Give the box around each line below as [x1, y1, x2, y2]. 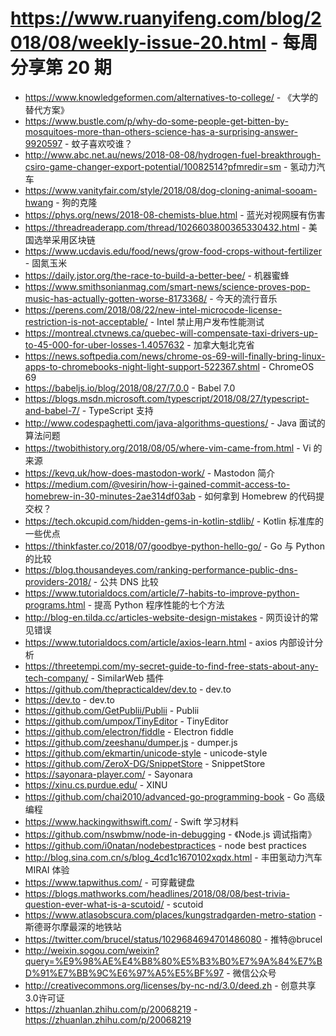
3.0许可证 [24, 992, 65, 1004]
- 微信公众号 [226, 967, 277, 979]
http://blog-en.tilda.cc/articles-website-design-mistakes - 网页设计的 [24, 611, 310, 623]
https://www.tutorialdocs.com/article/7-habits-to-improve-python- [24, 587, 300, 599]
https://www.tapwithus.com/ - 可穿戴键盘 [24, 876, 195, 888]
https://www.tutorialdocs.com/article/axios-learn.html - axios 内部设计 [24, 636, 315, 648]
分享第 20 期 [10, 57, 112, 79]
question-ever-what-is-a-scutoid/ [24, 898, 165, 910]
